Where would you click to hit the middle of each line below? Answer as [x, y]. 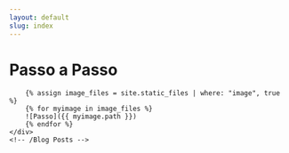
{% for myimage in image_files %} [89, 109]
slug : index [31, 26]
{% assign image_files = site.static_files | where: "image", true [153, 93]
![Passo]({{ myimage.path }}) [81, 117]
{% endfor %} [49, 125]
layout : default [39, 17]
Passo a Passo [64, 70]
